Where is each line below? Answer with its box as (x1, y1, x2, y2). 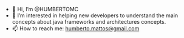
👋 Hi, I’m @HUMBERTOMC (12, 6, 79, 12)
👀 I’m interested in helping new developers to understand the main (12, 12, 179, 19)
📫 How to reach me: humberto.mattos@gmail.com (12, 25, 140, 32)
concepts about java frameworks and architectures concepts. (12, 18, 166, 25)
